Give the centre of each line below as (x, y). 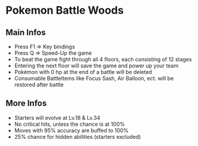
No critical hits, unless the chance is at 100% (69, 124)
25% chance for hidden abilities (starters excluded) (77, 136)
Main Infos (26, 32)
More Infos (26, 103)
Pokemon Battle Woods (65, 10)
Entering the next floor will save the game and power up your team (96, 66)
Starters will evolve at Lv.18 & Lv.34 (57, 117)
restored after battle (39, 85)
